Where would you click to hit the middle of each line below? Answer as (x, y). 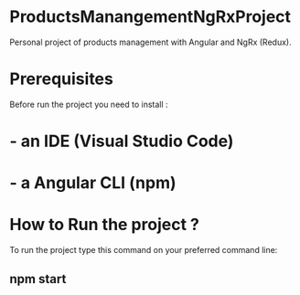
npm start (38, 279)
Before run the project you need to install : (89, 104)
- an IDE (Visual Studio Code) (122, 141)
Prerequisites (62, 79)
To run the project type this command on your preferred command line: (144, 250)
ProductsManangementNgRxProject (150, 17)
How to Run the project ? (104, 225)
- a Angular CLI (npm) (93, 183)
